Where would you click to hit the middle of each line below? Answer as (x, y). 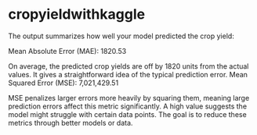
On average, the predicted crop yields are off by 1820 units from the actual (128, 66)
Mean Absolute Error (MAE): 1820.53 (67, 51)
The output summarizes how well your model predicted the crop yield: (121, 36)
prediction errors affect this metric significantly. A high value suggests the (128, 106)
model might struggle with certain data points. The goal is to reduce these (127, 114)
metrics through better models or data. (71, 123)
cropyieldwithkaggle (77, 14)
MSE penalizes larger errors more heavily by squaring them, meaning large (129, 98)
